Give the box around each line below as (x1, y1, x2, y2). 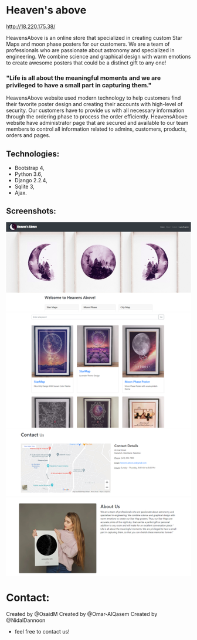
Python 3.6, (14, 171, 43, 178)
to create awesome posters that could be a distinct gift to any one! (6, 59, 167, 66)
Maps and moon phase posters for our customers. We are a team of (6, 40, 170, 47)
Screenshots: (6, 206, 57, 216)
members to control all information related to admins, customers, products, (6, 125, 187, 132)
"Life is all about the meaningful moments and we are (6, 74, 161, 82)
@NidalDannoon (6, 617, 46, 624)
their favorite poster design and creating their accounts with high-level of (6, 101, 183, 108)
